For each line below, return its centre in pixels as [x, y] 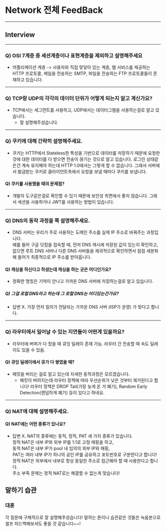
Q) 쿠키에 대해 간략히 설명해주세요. [44, 141]
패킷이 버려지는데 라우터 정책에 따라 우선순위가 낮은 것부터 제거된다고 [86, 380]
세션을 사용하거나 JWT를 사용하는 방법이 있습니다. [66, 202]
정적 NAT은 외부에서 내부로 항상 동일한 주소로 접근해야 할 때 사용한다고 [81, 461]
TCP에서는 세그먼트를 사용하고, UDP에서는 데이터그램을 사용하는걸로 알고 [83, 110]
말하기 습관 [21, 490]
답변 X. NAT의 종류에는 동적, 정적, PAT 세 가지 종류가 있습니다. [72, 436]
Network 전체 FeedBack [54, 10]
